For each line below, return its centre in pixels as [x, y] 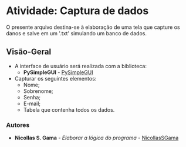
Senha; [32, 97]
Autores [18, 125]
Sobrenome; [38, 91]
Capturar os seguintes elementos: [55, 78]
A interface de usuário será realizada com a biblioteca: [80, 66]
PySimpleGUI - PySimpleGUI [58, 72]
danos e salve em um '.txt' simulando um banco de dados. [76, 33]
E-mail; [32, 103]
